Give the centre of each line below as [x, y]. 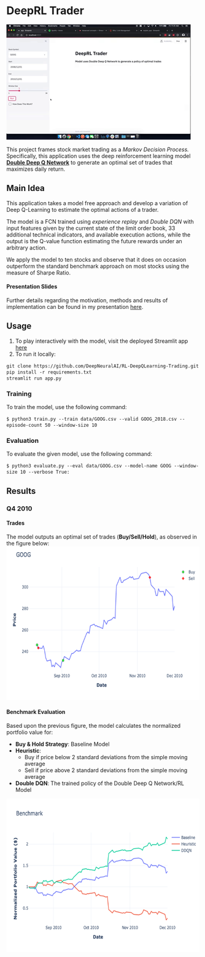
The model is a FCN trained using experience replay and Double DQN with [100, 221]
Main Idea [25, 188]
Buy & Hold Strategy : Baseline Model [62, 744]
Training [19, 394]
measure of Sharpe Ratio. [39, 272]
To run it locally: [36, 354]
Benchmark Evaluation [36, 712]
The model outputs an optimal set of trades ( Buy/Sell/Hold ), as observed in [102, 537]
